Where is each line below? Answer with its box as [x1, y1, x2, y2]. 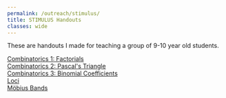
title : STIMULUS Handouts [7, 16, 81, 23]
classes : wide [7, 23, 48, 29]
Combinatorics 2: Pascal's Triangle [7, 62, 106, 71]
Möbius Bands [7, 84, 48, 93]
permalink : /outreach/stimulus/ [7, 10, 100, 17]
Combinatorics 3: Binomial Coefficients [7, 69, 119, 77]
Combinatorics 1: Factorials [7, 55, 84, 63]
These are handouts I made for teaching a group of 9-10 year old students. [7, 42, 219, 50]
